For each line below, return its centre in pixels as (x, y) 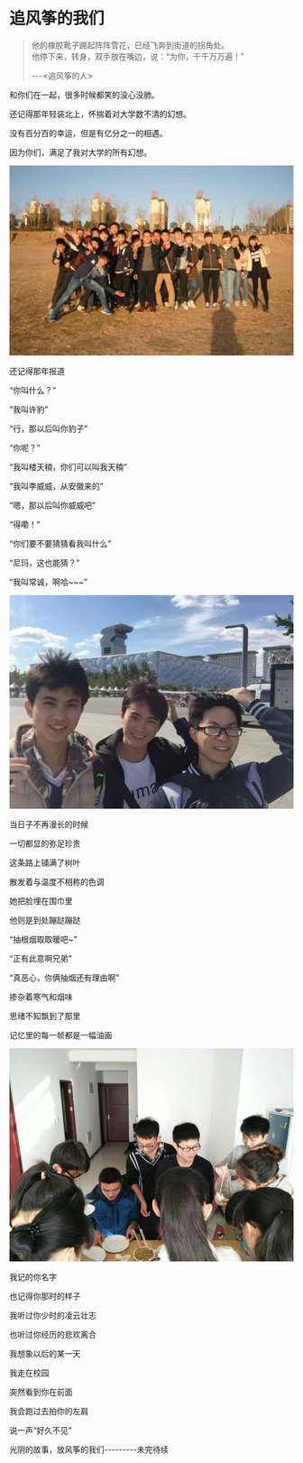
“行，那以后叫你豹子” (49, 428)
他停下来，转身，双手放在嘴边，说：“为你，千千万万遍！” (138, 56)
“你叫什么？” (33, 391)
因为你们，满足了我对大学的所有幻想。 (80, 152)
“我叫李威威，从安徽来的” (56, 486)
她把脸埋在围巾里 (41, 901)
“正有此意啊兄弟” (41, 958)
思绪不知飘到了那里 (45, 1016)
